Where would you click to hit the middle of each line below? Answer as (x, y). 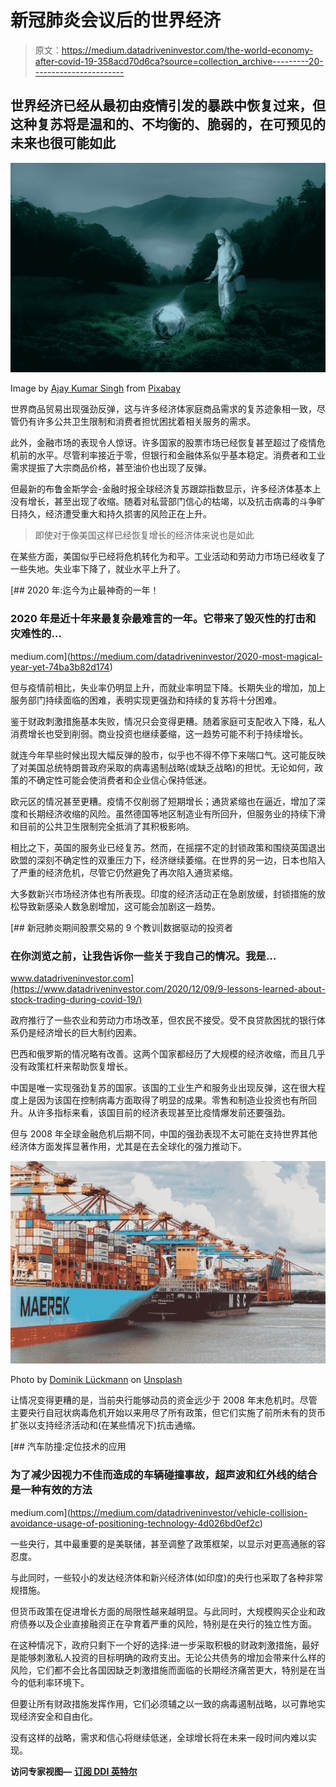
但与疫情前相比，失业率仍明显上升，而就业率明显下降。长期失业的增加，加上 (168, 687)
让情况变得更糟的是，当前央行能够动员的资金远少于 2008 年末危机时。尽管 (164, 1400)
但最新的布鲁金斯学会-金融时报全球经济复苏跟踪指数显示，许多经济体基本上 (166, 489)
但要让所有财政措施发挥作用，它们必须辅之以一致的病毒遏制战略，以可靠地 (163, 1703)
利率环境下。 (63, 1682)
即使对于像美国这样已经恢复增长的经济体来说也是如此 (144, 535)
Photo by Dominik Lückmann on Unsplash (96, 1380)
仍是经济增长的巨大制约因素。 (80, 1033)
